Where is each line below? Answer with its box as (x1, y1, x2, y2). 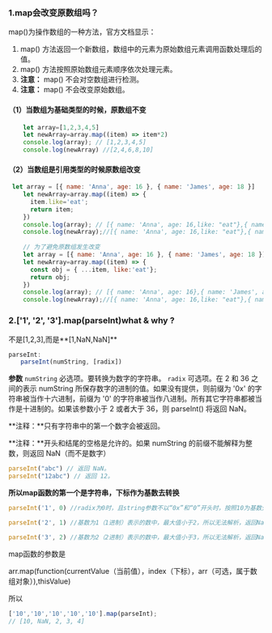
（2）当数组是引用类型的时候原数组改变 (8, 164, 141, 174)
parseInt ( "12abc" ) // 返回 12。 (8, 472, 114, 481)
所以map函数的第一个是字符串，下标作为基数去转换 (8, 488, 180, 497)
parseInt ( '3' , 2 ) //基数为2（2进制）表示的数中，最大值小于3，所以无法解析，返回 (8, 533, 257, 542)
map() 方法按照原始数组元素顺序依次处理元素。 (19, 65, 177, 74)
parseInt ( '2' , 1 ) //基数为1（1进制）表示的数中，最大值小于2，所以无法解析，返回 (8, 518, 257, 527)
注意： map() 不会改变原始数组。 (19, 85, 130, 95)
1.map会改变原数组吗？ (8, 6, 100, 18)
